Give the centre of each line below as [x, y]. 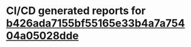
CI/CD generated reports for [76, 11]
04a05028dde [43, 36]
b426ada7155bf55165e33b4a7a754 [95, 23]
